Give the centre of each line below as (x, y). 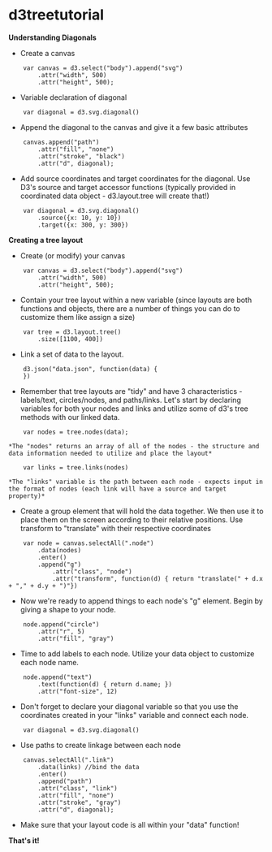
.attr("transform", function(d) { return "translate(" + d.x (158, 578)
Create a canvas (47, 53)
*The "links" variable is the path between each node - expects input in (136, 482)
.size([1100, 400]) (71, 339)
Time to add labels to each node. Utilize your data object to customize (137, 653)
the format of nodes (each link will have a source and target (118, 489)
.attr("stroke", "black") (82, 156)
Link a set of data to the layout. (72, 354)
